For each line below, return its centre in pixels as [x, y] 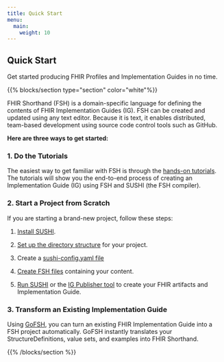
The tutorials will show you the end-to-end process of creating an [100, 178]
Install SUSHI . [36, 231]
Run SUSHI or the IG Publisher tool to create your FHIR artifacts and [112, 284]
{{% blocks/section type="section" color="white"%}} [83, 90]
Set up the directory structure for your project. [83, 244]
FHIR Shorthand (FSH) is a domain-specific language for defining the [104, 103]
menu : [15, 20]
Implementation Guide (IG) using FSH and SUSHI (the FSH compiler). [104, 185]
